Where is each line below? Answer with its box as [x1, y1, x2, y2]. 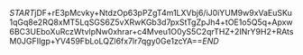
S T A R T [9, 8, 35, 18]
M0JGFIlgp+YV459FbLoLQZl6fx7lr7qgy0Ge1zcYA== [9, 35, 203, 46]
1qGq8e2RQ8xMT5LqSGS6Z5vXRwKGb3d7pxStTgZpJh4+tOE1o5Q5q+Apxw [9, 17, 293, 27]
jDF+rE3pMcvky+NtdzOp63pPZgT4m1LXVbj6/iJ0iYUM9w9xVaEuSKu [34, 8, 293, 18]
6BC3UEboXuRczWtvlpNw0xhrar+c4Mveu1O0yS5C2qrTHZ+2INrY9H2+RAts [9, 27, 294, 36]
